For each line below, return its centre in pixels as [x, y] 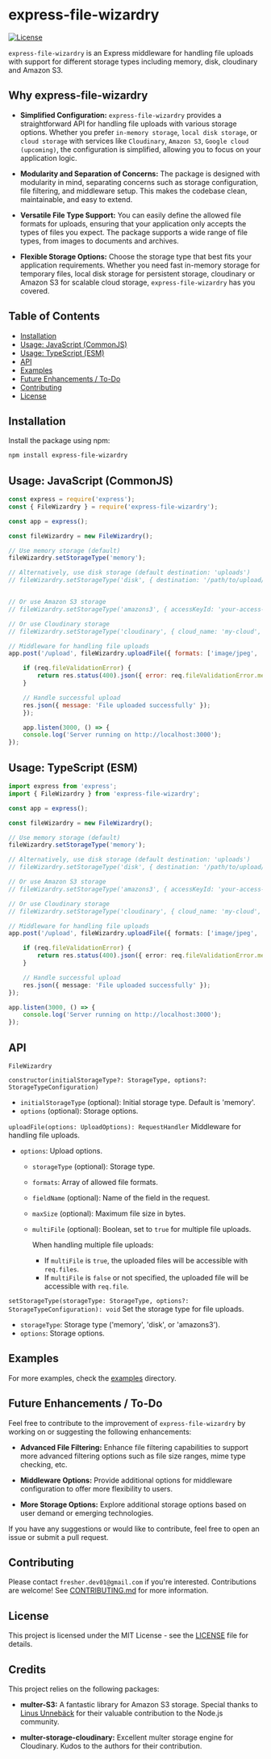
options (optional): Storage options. [79, 1111]
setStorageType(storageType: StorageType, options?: [99, 1301]
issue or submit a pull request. [58, 1537]
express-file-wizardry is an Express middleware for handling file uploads [131, 53]
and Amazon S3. [35, 70]
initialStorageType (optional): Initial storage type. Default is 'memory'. [138, 1102]
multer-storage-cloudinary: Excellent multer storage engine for [127, 1737]
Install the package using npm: [59, 441]
